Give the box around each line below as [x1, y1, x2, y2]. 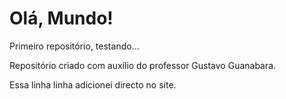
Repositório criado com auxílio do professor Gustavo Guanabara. [9, 59, 277, 71]
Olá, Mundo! [9, 7, 114, 30]
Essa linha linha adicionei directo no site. [9, 78, 177, 91]
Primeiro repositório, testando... [9, 40, 140, 52]
